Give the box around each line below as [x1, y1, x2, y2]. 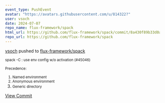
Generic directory [12, 84, 42, 89]
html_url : [5, 30, 26, 35]
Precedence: [5, 66, 27, 71]
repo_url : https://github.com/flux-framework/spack [5, 35, 113, 40]
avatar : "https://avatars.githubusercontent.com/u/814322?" [5, 12, 131, 17]
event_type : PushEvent [5, 7, 52, 12]
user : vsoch [5, 16, 29, 21]
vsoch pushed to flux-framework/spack [5, 48, 85, 54]
